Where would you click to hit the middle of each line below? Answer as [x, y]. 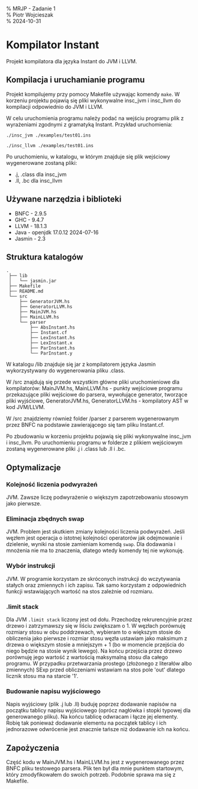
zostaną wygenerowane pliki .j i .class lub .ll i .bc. [66, 449]
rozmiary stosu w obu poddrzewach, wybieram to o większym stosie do [94, 632]
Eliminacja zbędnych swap [45, 518]
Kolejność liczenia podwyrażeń [52, 484]
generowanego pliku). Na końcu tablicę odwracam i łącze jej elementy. [92, 717]
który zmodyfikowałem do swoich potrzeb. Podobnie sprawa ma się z [91, 775]
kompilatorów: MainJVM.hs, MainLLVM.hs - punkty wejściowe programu [94, 388]
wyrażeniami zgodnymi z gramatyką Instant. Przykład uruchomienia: [89, 124]
